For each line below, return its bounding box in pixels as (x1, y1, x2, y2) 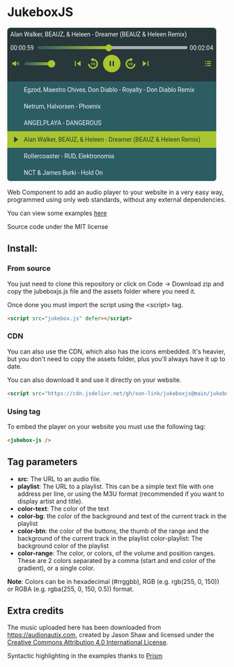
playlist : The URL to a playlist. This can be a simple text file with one (17, 482, 214, 490)
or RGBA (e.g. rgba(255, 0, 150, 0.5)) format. (7, 585, 134, 593)
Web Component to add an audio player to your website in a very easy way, (7, 188, 224, 196)
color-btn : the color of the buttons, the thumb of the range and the (17, 527, 210, 535)
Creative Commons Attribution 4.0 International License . (7, 638, 169, 647)
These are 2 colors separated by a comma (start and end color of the (17, 556, 216, 564)
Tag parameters (7, 456, 78, 468)
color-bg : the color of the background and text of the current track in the (17, 511, 227, 520)
